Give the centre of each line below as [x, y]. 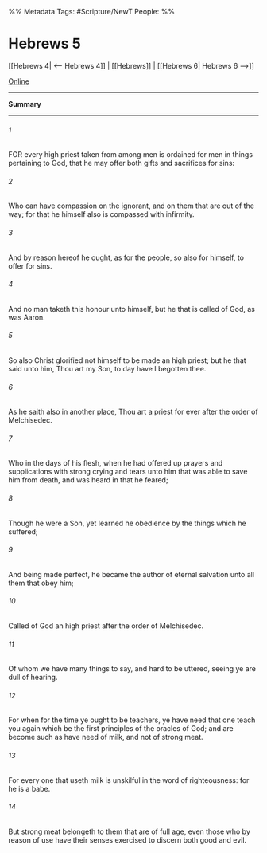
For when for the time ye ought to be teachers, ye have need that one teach [132, 720]
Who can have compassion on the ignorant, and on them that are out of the [131, 206]
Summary [25, 104]
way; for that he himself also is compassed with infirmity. [101, 214]
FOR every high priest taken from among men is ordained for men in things [130, 155]
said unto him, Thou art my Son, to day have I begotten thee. [107, 368]
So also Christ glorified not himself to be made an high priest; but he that [127, 360]
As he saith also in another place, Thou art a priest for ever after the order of [133, 412]
